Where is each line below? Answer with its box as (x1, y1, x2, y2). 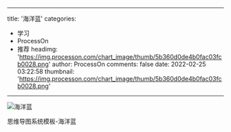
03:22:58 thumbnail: (16, 67, 75, 76)
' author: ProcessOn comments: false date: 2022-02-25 (48, 60, 206, 68)
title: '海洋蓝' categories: (7, 14, 77, 23)
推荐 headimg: (16, 45, 58, 53)
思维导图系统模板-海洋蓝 (7, 118, 77, 125)
